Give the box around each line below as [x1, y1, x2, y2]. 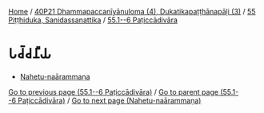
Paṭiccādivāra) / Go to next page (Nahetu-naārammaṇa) [18, 95, 202, 105]
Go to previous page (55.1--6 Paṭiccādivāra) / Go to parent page [8, 87, 218, 96]
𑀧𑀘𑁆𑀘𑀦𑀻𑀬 [8, 45, 52, 63]
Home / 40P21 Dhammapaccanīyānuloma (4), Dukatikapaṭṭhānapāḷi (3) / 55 [8, 7, 256, 16]
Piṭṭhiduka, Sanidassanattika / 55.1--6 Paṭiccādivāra [8, 15, 178, 25]
